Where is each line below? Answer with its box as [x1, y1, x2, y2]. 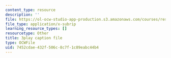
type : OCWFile [5, 40, 36, 45]
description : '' [5, 12, 40, 17]
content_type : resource [5, 7, 56, 13]
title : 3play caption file [5, 36, 63, 41]
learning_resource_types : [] [5, 26, 67, 31]
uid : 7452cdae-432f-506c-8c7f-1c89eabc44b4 [5, 45, 99, 50]
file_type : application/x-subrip [5, 21, 76, 27]
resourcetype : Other [5, 31, 49, 36]
